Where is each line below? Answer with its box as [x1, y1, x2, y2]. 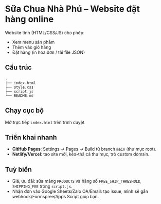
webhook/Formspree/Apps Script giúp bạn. [12, 194, 99, 200]
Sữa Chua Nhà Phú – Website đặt [5, 3, 140, 15]
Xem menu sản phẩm [12, 39, 55, 45]
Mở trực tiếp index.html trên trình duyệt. [5, 119, 86, 125]
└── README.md [5, 93, 34, 98]
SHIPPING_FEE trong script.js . [12, 183, 72, 189]
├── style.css [5, 85, 34, 90]
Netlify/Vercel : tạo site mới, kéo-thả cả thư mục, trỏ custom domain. [12, 151, 150, 157]
